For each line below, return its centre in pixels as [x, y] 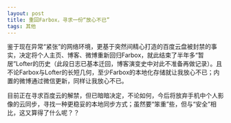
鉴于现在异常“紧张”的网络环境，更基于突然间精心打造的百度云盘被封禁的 [109, 47]
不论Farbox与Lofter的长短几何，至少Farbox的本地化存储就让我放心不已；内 [113, 72]
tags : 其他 [22, 26]
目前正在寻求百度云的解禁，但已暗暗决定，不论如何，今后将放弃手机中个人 [112, 96]
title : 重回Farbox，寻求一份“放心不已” [58, 20]
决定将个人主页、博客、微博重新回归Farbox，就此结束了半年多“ [108, 55]
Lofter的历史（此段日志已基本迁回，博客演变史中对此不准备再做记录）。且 [119, 64]
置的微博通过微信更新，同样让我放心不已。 [67, 81]
